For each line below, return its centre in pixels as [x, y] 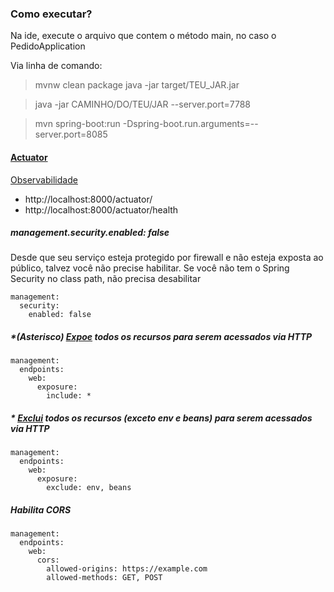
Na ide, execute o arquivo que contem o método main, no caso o [143, 36]
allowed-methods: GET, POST [104, 578]
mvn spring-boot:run [77, 124]
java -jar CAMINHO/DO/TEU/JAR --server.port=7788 [143, 104]
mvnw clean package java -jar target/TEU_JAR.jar [137, 85]
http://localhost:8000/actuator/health [101, 209]
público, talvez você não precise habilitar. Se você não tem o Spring [150, 268]
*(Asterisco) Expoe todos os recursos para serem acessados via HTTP [161, 337]
